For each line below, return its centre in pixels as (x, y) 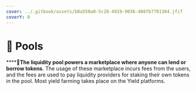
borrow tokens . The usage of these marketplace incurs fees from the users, (98, 69)
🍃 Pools (25, 46)
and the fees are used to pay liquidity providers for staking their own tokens (98, 75)
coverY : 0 (18, 17)
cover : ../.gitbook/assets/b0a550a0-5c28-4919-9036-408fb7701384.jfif (94, 11)
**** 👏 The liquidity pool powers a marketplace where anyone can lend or (96, 62)
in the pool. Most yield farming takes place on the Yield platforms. (86, 81)
